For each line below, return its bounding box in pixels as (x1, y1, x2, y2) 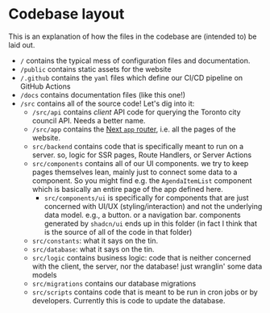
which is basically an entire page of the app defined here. (31, 184, 223, 194)
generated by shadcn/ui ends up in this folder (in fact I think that (44, 219, 258, 228)
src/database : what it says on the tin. (31, 244, 155, 254)
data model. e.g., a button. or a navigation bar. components (44, 210, 241, 219)
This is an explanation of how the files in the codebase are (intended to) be (8, 31, 257, 41)
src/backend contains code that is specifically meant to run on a (31, 141, 244, 151)
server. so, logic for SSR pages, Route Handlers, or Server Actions (31, 150, 252, 160)
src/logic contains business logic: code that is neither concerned (31, 252, 251, 262)
